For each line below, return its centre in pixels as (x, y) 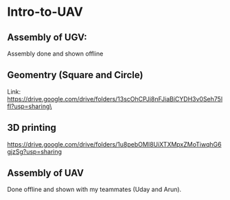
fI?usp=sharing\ (30, 106)
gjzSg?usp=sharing (35, 151)
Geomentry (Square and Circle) (75, 75)
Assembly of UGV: (47, 37)
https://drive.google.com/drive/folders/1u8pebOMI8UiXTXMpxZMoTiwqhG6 (114, 144)
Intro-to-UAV (45, 12)
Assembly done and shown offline (55, 53)
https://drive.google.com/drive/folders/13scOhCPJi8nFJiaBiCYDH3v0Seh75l (115, 99)
